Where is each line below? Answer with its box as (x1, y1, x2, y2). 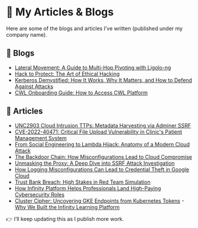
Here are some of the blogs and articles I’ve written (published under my (6, 25, 183, 32)
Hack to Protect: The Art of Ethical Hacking (14, 70, 120, 77)
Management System (14, 134, 67, 141)
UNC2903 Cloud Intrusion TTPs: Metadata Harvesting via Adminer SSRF (14, 122, 191, 129)
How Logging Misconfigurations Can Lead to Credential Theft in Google (14, 165, 189, 173)
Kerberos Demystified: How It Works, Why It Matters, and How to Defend (14, 76, 192, 83)
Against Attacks (14, 83, 54, 90)
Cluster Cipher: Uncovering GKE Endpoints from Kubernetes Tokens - (14, 197, 184, 204)
